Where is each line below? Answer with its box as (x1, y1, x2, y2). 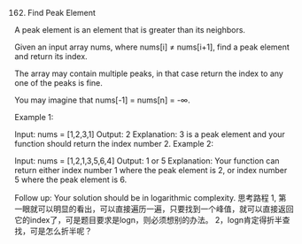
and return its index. (14, 51, 88, 61)
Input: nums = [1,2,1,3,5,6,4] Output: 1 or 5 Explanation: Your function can (14, 156, 280, 166)
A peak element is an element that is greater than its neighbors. (14, 25, 246, 34)
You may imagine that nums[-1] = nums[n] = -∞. (14, 95, 190, 105)
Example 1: (14, 112, 54, 122)
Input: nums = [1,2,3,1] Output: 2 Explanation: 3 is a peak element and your (14, 129, 286, 140)
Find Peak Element (27, 8, 97, 18)
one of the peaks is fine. (14, 78, 103, 88)
